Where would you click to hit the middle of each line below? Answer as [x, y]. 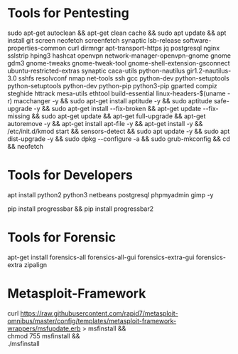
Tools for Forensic [61, 238]
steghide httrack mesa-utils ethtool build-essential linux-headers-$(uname [117, 93]
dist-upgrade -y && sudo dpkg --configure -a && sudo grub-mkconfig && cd [119, 139]
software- [197, 40]
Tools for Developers [70, 175]
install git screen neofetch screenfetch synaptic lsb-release [94, 40]
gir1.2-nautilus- [209, 71]
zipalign [36, 264]
